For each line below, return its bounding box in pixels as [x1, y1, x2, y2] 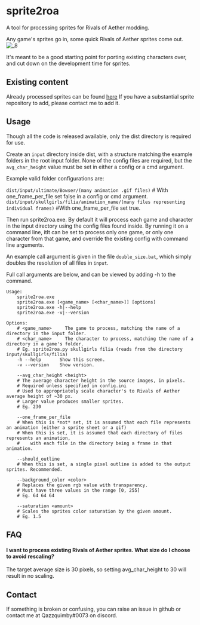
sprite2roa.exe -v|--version [17, 310, 90, 315]
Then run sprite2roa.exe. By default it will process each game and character [6, 216, 193, 223]
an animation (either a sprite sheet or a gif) [6, 424, 127, 431]
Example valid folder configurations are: [6, 174, 104, 182]
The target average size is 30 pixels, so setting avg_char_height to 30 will [6, 566, 187, 573]
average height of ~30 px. [6, 393, 73, 399]
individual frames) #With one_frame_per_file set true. [6, 204, 141, 212]
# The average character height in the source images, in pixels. [17, 378, 186, 384]
